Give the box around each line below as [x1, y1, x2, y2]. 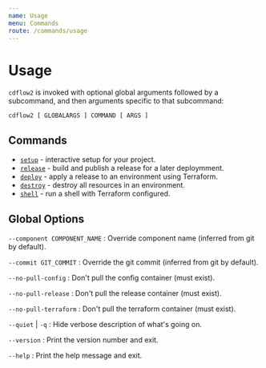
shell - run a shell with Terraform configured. [19, 189, 171, 199]
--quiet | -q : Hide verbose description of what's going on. [8, 319, 203, 329]
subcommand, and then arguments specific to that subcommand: [8, 96, 224, 106]
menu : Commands [8, 19, 59, 27]
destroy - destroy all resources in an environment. [19, 180, 186, 190]
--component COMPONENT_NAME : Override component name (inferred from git [8, 233, 255, 243]
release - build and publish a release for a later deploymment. [19, 164, 224, 173]
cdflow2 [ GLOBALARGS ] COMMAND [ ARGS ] [8, 111, 149, 120]
